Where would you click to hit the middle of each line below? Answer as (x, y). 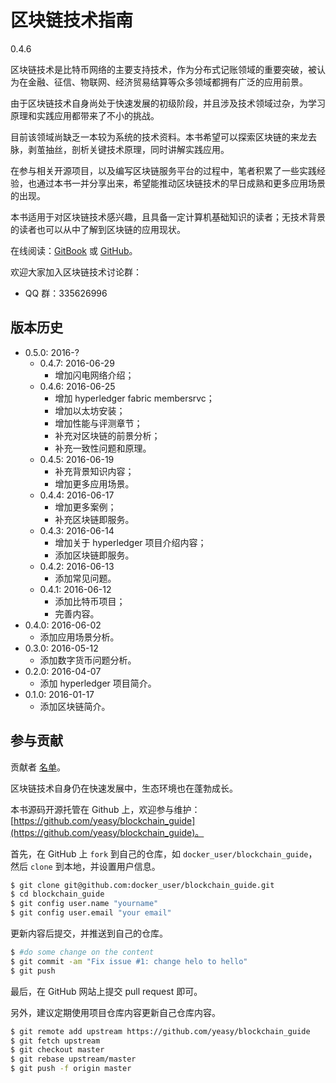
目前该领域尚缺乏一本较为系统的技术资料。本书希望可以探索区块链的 (150, 137)
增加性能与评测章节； (98, 423)
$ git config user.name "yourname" (84, 904)
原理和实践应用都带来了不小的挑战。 (85, 115)
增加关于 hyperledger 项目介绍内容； (130, 542)
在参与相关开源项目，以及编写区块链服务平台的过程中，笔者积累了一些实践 (163, 170)
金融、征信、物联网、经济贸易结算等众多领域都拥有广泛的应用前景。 (167, 82)
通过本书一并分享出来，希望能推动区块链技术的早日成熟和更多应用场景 (181, 183)
